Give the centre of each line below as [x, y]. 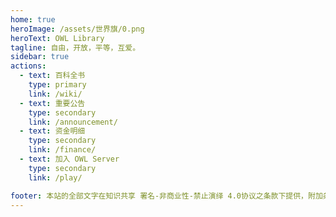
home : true [33, 19]
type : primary [57, 85]
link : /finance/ [62, 150]
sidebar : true [40, 57]
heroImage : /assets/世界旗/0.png [77, 29]
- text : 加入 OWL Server [69, 159]
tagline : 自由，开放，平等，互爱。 [75, 47]
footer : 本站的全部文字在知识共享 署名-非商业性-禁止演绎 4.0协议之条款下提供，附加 [166, 196]
